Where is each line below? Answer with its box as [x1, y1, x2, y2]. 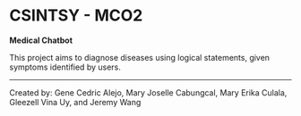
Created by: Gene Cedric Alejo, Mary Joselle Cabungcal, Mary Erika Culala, [9, 87, 288, 98]
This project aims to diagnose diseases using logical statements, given [9, 52, 271, 62]
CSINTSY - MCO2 [9, 5, 143, 26]
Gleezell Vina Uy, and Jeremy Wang [9, 96, 142, 107]
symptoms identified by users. [9, 62, 121, 72]
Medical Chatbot [9, 35, 73, 46]
